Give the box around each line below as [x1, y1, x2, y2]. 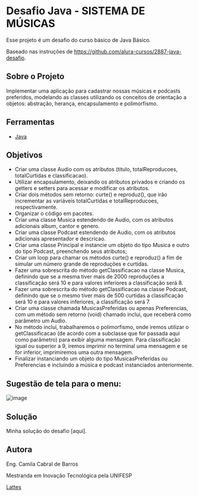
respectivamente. [14, 204, 58, 211]
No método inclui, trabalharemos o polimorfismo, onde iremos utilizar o [14, 324, 189, 331]
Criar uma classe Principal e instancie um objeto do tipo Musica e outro [14, 242, 190, 249]
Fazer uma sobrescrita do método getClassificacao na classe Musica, [14, 267, 185, 274]
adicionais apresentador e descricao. [14, 235, 106, 242]
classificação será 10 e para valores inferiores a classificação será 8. [14, 279, 184, 286]
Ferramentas [6, 117, 55, 127]
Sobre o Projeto [6, 71, 65, 81]
